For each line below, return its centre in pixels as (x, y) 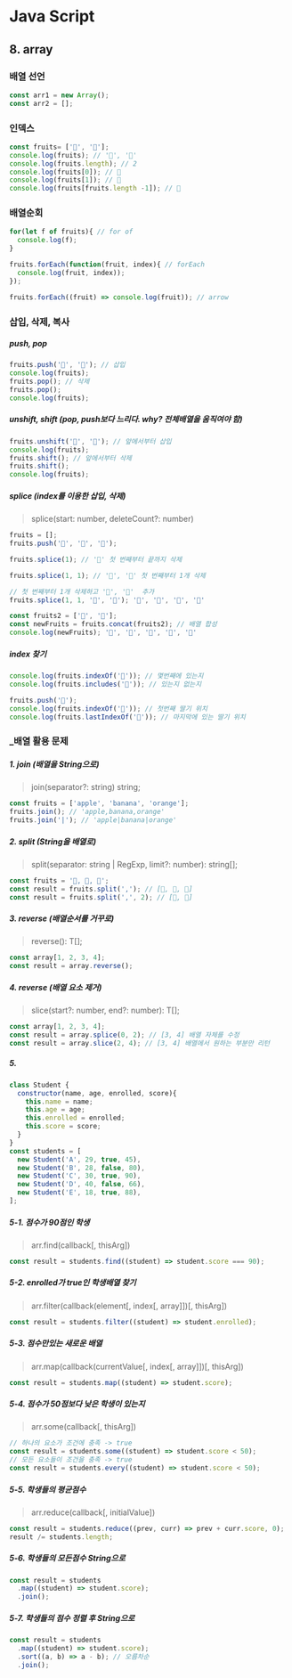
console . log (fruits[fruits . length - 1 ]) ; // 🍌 (95, 189)
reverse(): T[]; (57, 941)
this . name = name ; (59, 1102)
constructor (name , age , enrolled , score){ (97, 1093)
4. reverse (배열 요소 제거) (56, 987)
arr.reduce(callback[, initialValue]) (93, 1512)
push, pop (28, 344)
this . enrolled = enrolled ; (75, 1118)
